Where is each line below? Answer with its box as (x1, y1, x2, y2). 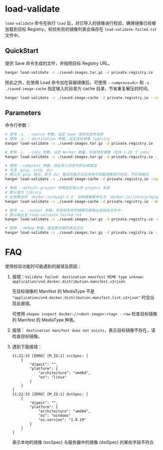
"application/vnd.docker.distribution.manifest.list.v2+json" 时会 (12, 295, 150, 300)
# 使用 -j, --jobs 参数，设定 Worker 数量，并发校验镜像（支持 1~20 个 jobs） (5, 150, 153, 154)
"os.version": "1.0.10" (38, 417, 86, 422)
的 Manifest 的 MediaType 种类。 (12, 317, 78, 322)
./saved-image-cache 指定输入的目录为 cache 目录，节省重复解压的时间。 (5, 85, 152, 91)
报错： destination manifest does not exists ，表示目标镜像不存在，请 (12, 327, 156, 333)
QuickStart (5, 47, 39, 55)
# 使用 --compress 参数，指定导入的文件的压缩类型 (5, 163, 97, 168)
